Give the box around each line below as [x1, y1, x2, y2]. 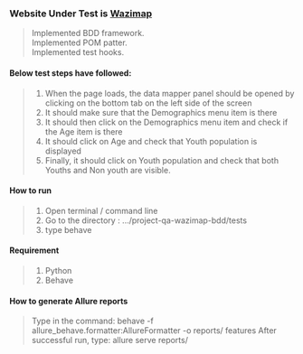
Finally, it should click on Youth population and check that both [44, 154, 279, 165]
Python [44, 265, 72, 275]
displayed [44, 145, 81, 156]
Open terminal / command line [44, 205, 158, 216]
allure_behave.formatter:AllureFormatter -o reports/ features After [31, 325, 278, 336]
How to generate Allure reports [9, 295, 128, 306]
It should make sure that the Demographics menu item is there [44, 107, 278, 117]
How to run [9, 185, 52, 196]
